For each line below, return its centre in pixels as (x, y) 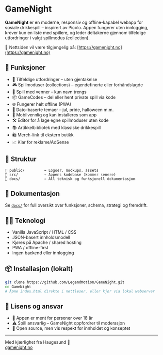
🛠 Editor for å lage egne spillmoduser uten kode (60, 120)
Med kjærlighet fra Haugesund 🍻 (38, 342)
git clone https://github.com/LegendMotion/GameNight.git (65, 282)
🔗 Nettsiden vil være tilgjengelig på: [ (42, 47)
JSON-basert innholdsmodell (41, 237)
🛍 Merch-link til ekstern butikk (43, 135)
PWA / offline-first (30, 248)
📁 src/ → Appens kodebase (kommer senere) (61, 175)
